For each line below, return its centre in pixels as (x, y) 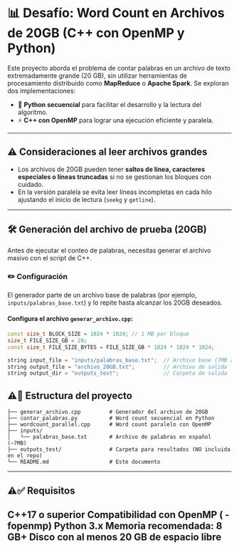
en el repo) (25, 456)
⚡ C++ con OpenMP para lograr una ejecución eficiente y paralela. (116, 120)
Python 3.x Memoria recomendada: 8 (138, 525)
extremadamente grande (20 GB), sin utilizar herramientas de (97, 76)
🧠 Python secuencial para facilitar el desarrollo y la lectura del (109, 104)
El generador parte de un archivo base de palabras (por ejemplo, (102, 295)
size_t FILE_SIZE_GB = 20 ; (47, 340)
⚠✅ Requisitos (41, 490)
